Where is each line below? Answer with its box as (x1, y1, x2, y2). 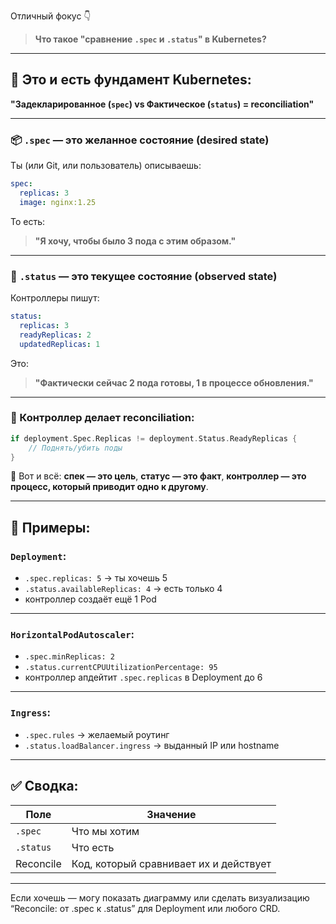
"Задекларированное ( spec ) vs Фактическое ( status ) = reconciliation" (10, 98, 315, 110)
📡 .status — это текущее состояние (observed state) (10, 269, 278, 283)
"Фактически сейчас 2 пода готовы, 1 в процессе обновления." (34, 376, 314, 389)
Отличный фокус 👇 (10, 10, 92, 22)
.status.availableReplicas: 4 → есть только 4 (24, 583, 223, 595)
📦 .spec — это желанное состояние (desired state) (10, 133, 270, 147)
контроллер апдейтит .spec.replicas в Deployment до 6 (24, 671, 263, 684)
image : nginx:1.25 (19, 197, 97, 207)
